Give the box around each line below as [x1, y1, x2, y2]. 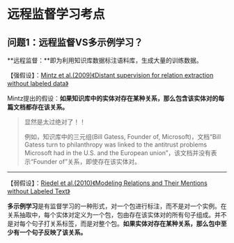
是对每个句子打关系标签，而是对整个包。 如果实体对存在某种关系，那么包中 [7, 219, 221, 228]
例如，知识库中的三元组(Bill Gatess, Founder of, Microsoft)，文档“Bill [24, 133, 221, 140]
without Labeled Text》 [7, 187, 71, 196]
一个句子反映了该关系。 [19, 228, 87, 236]
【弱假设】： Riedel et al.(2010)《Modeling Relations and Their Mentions [7, 179, 208, 187]
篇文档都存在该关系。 [7, 103, 68, 111]
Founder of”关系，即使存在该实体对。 [33, 158, 141, 165]
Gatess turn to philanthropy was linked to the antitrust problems [24, 140, 208, 149]
